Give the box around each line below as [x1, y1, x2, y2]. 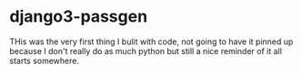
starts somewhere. [9, 55, 80, 66]
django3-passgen [9, 6, 148, 27]
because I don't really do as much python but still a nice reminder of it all [9, 45, 282, 56]
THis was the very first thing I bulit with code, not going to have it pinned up [9, 36, 294, 47]
